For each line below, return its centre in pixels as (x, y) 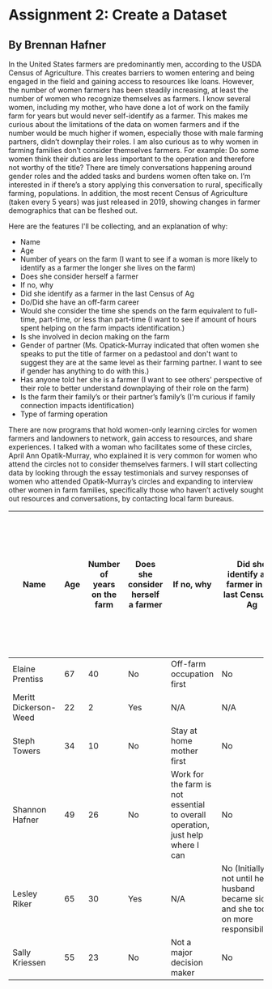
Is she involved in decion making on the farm (95, 337)
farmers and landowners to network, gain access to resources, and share (131, 438)
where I (185, 845)
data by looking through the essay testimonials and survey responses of (129, 473)
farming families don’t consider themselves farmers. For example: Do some (134, 150)
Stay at (184, 731)
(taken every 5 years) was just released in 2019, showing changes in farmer (134, 202)
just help (187, 835)
